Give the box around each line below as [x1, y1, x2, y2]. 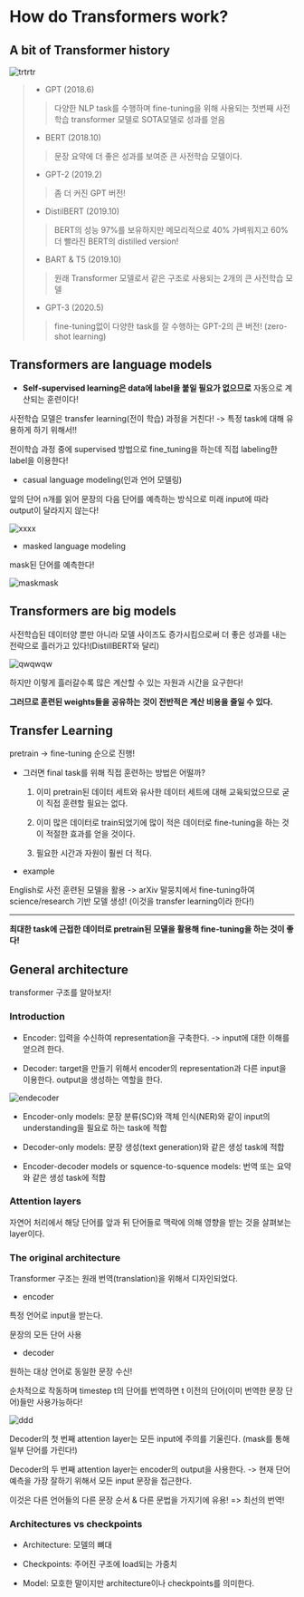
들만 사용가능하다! [19, 1397, 83, 1408]
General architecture [9, 962, 128, 977]
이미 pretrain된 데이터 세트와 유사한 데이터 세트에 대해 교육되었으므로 [35, 787, 280, 798]
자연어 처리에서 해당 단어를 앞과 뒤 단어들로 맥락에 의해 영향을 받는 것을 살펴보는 [9, 1216, 292, 1227]
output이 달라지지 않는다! [9, 505, 100, 516]
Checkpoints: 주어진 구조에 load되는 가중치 [22, 1559, 178, 1570]
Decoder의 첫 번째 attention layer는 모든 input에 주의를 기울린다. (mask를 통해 [9, 1434, 290, 1445]
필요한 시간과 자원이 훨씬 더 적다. [35, 847, 152, 858]
